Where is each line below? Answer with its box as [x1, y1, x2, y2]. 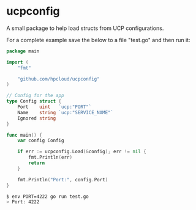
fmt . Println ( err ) [28, 154, 72, 161]
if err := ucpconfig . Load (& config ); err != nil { [17, 148, 147, 155]
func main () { [6, 132, 43, 138]
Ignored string [17, 115, 56, 121]
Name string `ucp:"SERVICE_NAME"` [17, 109, 114, 115]
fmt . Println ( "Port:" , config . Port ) [17, 176, 108, 183]
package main [6, 48, 40, 54]
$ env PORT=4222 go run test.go [6, 194, 89, 200]
